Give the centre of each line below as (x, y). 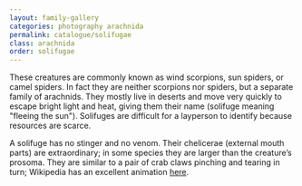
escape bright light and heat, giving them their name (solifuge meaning (142, 106)
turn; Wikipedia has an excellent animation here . (99, 172)
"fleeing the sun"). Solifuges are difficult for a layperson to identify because (151, 116)
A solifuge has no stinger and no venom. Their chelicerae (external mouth (147, 143)
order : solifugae (42, 52)
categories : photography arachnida (77, 26)
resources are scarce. (50, 126)
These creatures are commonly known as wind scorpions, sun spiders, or (146, 77)
